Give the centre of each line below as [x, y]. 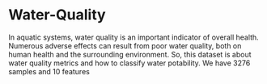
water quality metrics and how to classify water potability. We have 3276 [129, 63]
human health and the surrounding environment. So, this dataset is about [130, 54]
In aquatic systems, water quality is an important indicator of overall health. [133, 37]
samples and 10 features [49, 71]
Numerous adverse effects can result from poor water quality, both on [125, 45]
